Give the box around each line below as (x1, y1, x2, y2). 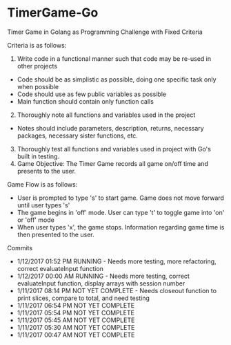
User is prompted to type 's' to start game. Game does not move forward (17, 194, 224, 202)
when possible (17, 82, 59, 91)
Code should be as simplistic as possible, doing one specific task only (17, 75, 217, 84)
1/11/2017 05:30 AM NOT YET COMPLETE (17, 323, 135, 331)
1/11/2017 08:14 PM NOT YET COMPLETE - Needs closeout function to (17, 286, 217, 295)
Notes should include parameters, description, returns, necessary (17, 124, 205, 132)
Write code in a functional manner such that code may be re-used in (17, 54, 212, 63)
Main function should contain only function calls (17, 97, 154, 105)
